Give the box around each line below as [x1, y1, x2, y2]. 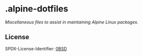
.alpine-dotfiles [5, 3, 69, 14]
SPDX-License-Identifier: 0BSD [5, 45, 67, 51]
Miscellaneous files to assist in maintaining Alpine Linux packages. [5, 19, 139, 25]
